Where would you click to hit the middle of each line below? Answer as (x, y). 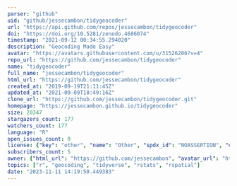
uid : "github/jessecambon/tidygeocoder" (68, 21)
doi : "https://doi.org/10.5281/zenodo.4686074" (79, 34)
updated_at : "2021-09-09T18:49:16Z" (61, 93)
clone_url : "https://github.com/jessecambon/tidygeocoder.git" (102, 100)
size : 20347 (25, 112)
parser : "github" (33, 14)
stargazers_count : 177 (41, 119)
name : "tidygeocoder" (39, 66)
